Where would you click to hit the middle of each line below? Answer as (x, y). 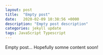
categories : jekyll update (33, 28)
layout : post (19, 10)
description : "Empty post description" (47, 24)
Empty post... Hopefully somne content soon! (52, 47)
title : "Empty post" (28, 14)
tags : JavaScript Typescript (35, 33)
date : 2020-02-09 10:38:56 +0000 (42, 19)
